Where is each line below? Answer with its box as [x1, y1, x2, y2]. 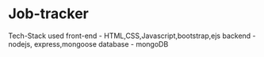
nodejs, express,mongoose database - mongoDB [8, 39, 169, 48]
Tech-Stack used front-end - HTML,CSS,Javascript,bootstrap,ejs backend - [8, 31, 256, 40]
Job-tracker [8, 5, 89, 23]
